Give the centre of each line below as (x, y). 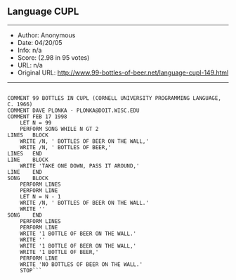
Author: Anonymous (46, 35)
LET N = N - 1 (40, 196)
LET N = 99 (36, 122)
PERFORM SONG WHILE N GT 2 (59, 129)
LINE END (25, 172)
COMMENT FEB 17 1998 (38, 116)
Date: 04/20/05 (40, 42)
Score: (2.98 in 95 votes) (53, 57)
